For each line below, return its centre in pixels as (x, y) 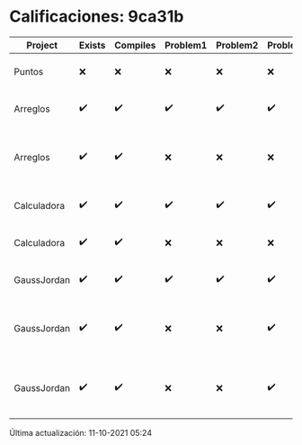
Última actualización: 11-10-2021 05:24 (81, 432)
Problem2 (237, 45)
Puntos (29, 71)
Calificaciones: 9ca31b (97, 17)
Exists (93, 45)
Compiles (135, 45)
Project (42, 45)
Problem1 (186, 45)
